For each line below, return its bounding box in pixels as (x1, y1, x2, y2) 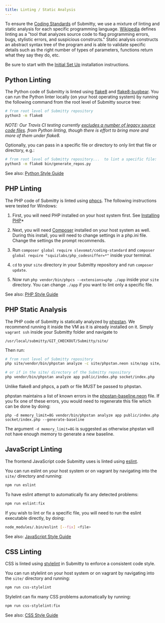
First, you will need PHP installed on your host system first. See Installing (12, 212, 160, 218)
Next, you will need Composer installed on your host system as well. (12, 227, 151, 233)
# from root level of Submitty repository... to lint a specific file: (5, 157, 157, 162)
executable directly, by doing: (5, 515, 65, 521)
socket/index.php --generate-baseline (5, 417, 84, 423)
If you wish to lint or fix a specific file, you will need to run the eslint (5, 510, 141, 516)
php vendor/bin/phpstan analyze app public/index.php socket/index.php (5, 374, 155, 380)
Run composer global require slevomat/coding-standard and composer (12, 247, 155, 253)
